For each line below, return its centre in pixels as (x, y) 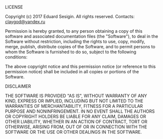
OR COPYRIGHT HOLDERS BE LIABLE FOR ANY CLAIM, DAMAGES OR (76, 116)
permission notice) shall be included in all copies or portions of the (72, 72)
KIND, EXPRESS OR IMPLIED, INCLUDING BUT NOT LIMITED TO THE (74, 101)
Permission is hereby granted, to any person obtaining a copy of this (74, 31)
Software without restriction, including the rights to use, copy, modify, (75, 41)
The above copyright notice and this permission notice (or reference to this (81, 66)
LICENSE (14, 7)
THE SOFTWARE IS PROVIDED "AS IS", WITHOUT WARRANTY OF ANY (76, 96)
